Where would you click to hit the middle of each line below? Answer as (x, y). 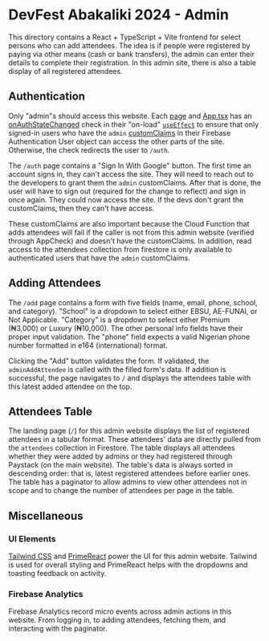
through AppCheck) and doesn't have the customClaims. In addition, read (130, 241)
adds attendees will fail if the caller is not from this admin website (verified (131, 232)
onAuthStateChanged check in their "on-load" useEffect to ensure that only (134, 124)
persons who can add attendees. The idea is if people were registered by (129, 45)
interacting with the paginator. (58, 629)
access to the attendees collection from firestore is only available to (120, 249)
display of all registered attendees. (65, 71)
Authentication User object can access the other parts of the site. (116, 141)
